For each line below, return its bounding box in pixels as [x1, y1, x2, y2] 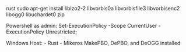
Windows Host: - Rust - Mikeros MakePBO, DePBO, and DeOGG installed [6, 40, 181, 46]
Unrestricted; [45, 28, 78, 35]
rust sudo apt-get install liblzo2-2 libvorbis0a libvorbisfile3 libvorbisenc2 [6, 5, 180, 12]
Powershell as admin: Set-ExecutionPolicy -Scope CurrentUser [6, 23, 157, 29]
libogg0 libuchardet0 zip [6, 11, 65, 18]
